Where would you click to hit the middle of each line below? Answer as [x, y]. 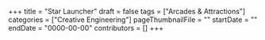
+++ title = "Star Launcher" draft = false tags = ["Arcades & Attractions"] [127, 11]
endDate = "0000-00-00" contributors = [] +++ [86, 28]
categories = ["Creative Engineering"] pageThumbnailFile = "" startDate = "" [133, 20]
